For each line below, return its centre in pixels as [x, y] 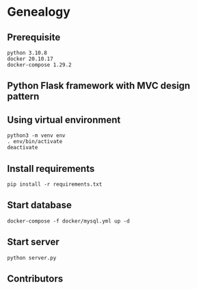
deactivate [23, 148]
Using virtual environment [64, 120]
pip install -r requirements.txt [55, 185]
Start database [39, 205]
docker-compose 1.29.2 [39, 65]
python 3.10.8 [27, 53]
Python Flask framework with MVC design [98, 86]
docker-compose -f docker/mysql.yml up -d [68, 221]
